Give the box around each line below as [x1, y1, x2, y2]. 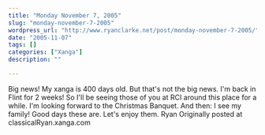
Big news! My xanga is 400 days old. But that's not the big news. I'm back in [8, 84, 256, 93]
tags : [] [8, 41, 37, 49]
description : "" [8, 56, 62, 64]
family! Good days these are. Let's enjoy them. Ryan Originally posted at [8, 109, 243, 118]
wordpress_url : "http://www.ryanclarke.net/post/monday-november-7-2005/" [8, 26, 259, 34]
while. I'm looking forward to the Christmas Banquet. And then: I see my [8, 100, 242, 111]
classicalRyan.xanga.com [8, 118, 91, 127]
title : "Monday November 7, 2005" [8, 11, 122, 20]
